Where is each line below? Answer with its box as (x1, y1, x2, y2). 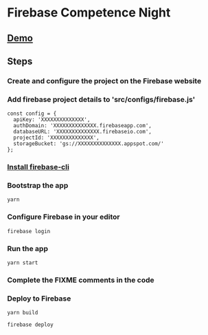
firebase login (7, 228, 51, 235)
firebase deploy (7, 321, 54, 328)
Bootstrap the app (7, 181, 69, 191)
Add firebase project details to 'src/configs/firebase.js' (7, 94, 196, 104)
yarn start (7, 259, 38, 266)
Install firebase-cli (7, 162, 70, 172)
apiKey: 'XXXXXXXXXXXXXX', (13, 116, 91, 123)
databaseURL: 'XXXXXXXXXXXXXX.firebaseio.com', (13, 129, 152, 136)
